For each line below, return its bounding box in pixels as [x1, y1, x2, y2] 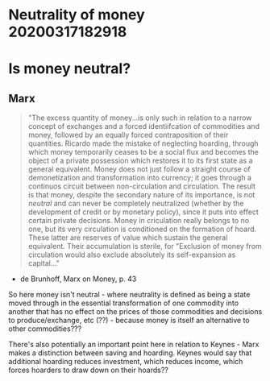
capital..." [27, 259, 60, 268]
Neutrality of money [8, 6, 145, 24]
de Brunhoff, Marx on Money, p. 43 [19, 274, 137, 284]
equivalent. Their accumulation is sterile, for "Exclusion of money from [27, 242, 262, 251]
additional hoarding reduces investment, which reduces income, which [8, 357, 243, 367]
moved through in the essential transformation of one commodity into [8, 298, 239, 308]
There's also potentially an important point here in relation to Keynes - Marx [8, 340, 260, 350]
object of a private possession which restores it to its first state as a [27, 155, 253, 166]
